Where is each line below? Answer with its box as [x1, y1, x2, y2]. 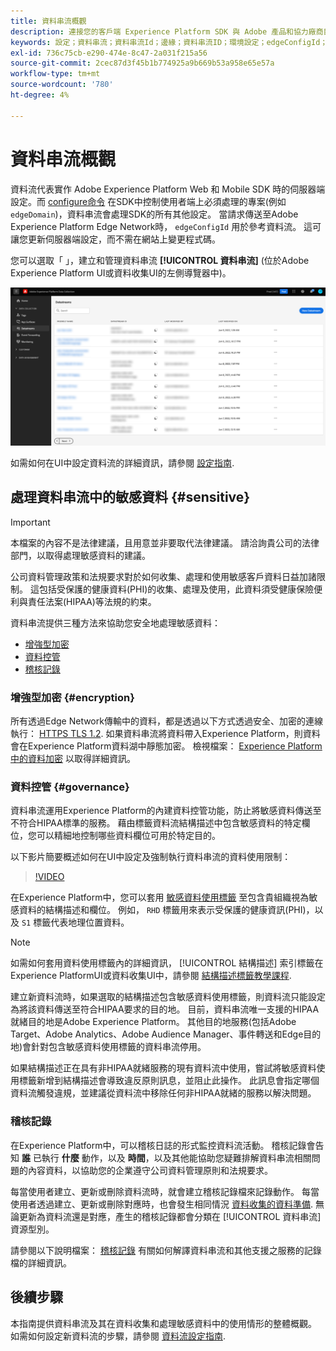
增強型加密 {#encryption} [10, 690, 135, 704]
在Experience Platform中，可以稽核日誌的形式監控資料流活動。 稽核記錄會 [10, 1139, 316, 1151]
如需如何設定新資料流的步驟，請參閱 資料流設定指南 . [10, 1330, 226, 1342]
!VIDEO [34, 871, 65, 883]
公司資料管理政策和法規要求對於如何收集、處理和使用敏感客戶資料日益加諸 [10, 570, 317, 582]
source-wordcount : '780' [10, 80, 114, 90]
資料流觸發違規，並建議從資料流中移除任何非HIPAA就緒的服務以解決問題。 [10, 1087, 317, 1099]
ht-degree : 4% [10, 90, 70, 100]
